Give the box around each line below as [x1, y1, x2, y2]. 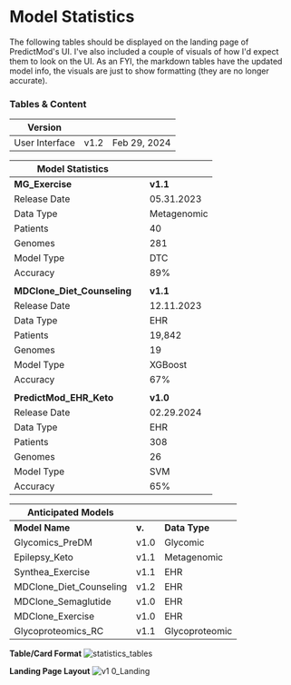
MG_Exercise [14, 178, 73, 191]
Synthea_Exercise [14, 566, 91, 579]
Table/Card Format [9, 648, 82, 660]
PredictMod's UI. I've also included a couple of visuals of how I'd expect [9, 45, 279, 56]
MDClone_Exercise [14, 611, 95, 623]
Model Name [14, 521, 71, 534]
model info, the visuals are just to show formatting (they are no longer [9, 65, 270, 76]
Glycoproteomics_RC [14, 625, 104, 638]
